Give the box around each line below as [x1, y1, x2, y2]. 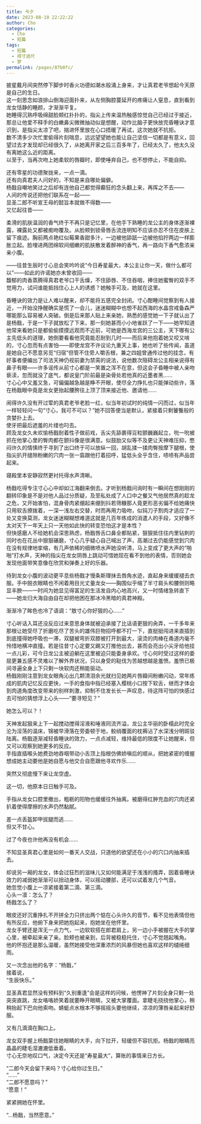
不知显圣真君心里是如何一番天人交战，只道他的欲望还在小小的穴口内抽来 [6, 849, 184, 856]
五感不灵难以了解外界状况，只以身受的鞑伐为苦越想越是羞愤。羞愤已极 [22, 657, 195, 665]
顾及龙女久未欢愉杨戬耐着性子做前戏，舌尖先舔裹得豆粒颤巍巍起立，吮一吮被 [6, 429, 195, 437]
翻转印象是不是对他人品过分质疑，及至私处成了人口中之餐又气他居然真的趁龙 [6, 492, 195, 499]
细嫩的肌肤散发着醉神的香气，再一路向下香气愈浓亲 [68, 242, 195, 249]
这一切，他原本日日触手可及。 [6, 783, 80, 790]
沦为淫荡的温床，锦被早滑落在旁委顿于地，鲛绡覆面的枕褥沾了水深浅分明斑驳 [6, 727, 195, 735]
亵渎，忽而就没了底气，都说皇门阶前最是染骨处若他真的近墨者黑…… [6, 371, 173, 379]
